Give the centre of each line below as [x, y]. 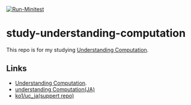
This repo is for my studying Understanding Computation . [77, 50]
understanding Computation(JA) [55, 89]
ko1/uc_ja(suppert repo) [44, 95]
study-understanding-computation [96, 33]
